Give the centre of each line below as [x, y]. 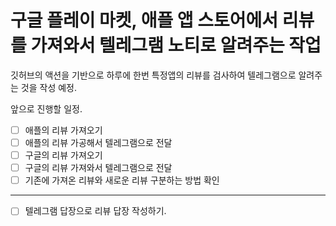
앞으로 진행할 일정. [46, 108]
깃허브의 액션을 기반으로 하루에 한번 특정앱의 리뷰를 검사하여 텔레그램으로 [153, 75]
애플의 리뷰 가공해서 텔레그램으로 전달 [98, 142]
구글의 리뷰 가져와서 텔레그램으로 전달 [98, 168]
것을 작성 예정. [49, 87]
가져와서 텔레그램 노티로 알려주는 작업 [176, 45]
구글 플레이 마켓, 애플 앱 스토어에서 [144, 20]
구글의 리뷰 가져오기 [63, 155]
